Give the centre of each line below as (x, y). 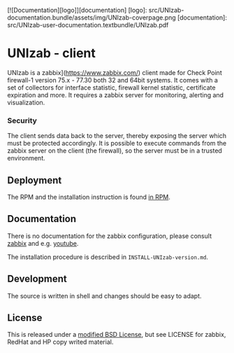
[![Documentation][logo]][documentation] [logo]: (77, 10)
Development (37, 279)
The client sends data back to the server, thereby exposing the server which (117, 136)
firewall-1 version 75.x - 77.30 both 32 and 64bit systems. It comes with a (112, 80)
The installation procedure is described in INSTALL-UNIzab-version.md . (108, 257)
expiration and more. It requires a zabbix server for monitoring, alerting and (116, 95)
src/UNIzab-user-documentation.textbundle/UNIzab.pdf (88, 25)
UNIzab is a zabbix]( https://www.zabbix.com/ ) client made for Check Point (115, 72)
